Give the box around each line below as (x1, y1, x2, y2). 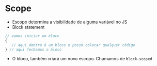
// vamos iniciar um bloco (5, 33, 60, 38)
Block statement (12, 24, 45, 30)
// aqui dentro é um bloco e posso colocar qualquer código (11, 42, 136, 48)
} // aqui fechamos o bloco (5, 47, 62, 52)
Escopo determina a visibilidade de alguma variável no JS (12, 19, 127, 25)
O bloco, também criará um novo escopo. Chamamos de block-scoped (12, 56, 153, 62)
